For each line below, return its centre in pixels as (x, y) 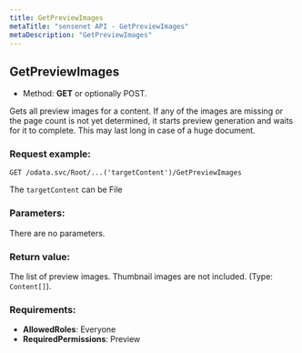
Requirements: (43, 310)
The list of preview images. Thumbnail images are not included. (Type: (141, 277)
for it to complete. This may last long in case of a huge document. (133, 131)
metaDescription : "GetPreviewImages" (81, 35)
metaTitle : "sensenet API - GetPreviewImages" (99, 26)
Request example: (50, 154)
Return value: (40, 257)
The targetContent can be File (66, 190)
